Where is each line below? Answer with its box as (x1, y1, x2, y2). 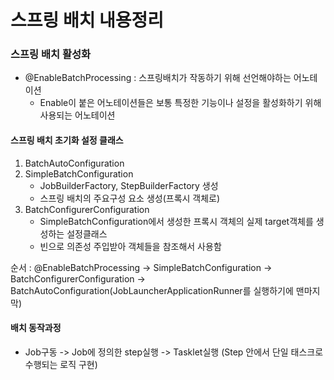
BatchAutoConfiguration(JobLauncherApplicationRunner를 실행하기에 (10, 284, 294, 296)
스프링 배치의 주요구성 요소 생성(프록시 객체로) (39, 192, 221, 204)
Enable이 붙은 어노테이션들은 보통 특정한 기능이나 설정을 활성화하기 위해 (39, 97, 322, 109)
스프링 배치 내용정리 (10, 9, 165, 32)
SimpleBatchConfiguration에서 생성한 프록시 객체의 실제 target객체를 (39, 215, 314, 227)
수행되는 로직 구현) (24, 358, 98, 370)
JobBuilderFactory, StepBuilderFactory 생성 (39, 179, 219, 191)
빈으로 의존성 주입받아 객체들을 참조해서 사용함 (39, 240, 222, 252)
